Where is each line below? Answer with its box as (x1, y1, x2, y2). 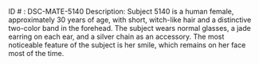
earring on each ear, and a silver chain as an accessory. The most (8, 32, 225, 41)
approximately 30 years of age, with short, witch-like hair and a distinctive (8, 15, 252, 24)
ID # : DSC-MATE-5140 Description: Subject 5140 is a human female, (8, 7, 234, 16)
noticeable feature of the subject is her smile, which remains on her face (8, 40, 246, 50)
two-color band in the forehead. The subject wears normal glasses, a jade (8, 24, 251, 32)
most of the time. (8, 49, 65, 58)
